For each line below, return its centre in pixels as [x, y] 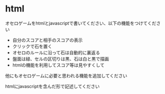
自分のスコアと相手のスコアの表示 [47, 40]
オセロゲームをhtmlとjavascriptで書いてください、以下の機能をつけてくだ [81, 23]
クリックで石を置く [32, 46]
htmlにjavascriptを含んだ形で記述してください [52, 86]
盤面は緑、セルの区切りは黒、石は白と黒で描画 [60, 58]
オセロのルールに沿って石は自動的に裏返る [56, 52]
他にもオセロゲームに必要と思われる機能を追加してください [66, 75]
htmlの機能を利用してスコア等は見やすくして [58, 65]
